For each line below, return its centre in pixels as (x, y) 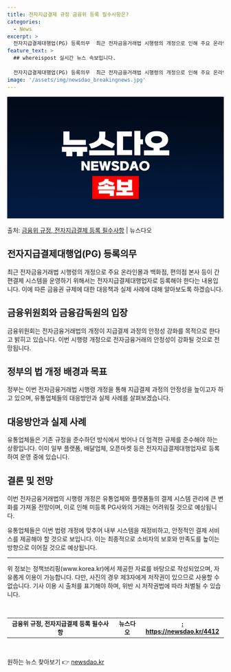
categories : (24, 22)
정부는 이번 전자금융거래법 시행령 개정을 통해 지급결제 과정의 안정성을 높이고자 (112, 389)
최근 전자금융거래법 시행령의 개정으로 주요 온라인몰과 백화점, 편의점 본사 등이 (110, 272)
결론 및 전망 (30, 480)
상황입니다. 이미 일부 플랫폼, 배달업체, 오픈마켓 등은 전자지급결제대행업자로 (107, 448)
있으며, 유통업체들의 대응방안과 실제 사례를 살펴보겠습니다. (92, 398)
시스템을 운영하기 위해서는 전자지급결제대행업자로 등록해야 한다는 (113, 280)
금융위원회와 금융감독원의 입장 (68, 313)
